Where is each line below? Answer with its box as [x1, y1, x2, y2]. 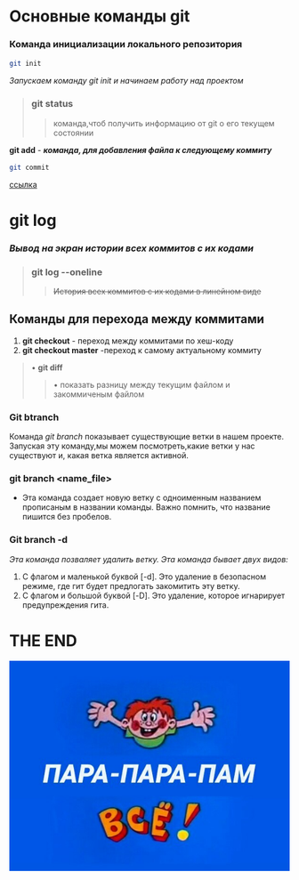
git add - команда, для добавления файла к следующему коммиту [9, 144, 272, 155]
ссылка [9, 179, 37, 190]
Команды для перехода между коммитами [9, 311, 265, 327]
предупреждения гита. [21, 599, 109, 610]
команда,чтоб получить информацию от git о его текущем [53, 117, 275, 128]
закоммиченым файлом [53, 389, 145, 400]
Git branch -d [9, 534, 69, 546]
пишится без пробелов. [21, 512, 112, 522]
